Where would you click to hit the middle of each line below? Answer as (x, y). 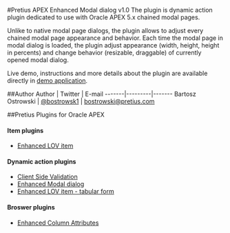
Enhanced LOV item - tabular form (66, 192)
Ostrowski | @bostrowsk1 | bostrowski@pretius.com (81, 101)
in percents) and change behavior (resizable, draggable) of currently (104, 52)
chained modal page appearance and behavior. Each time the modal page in (115, 38)
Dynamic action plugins (42, 161)
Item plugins (25, 130)
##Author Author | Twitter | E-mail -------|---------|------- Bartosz (102, 94)
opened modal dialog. (38, 60)
